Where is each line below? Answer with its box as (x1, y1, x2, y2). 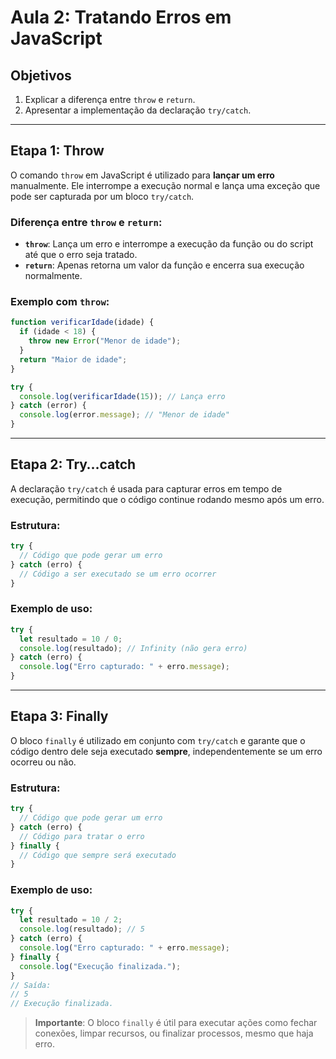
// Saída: (10, 980, 52, 990)
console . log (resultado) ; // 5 (19, 924, 145, 935)
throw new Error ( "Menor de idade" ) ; (28, 336, 182, 346)
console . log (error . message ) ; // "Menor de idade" (19, 410, 230, 420)
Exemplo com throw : (10, 295, 110, 309)
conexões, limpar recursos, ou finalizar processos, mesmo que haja (34, 1027, 314, 1040)
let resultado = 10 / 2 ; (19, 915, 123, 925)
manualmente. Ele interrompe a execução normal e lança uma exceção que (10, 179, 321, 191)
